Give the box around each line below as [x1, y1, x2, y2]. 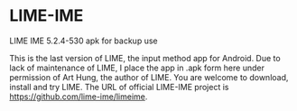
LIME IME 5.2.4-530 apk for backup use [9, 35, 158, 46]
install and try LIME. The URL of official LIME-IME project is [9, 81, 229, 92]
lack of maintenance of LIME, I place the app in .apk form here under [9, 62, 265, 73]
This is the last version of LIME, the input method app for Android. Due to [9, 52, 282, 63]
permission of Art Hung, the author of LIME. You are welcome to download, [9, 71, 289, 82]
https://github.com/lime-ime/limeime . [9, 91, 148, 102]
